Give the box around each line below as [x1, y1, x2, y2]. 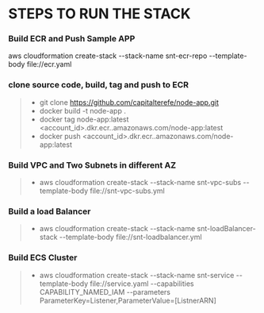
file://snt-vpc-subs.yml [90, 186, 165, 195]
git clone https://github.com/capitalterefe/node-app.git [39, 97, 220, 107]
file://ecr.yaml [26, 60, 72, 69]
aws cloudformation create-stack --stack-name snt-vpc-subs [39, 178, 242, 187]
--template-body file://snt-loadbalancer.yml [59, 232, 202, 242]
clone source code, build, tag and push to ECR [8, 79, 189, 91]
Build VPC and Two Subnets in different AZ [8, 160, 177, 171]
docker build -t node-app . [39, 106, 127, 115]
